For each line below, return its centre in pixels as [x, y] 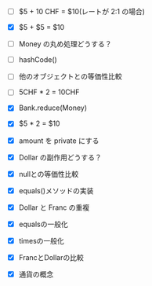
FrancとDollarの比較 [51, 257]
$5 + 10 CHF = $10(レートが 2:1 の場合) [82, 11]
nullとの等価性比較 [49, 174]
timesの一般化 [41, 240]
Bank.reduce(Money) [53, 108]
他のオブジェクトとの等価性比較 [70, 76]
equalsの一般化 [43, 224]
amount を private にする [59, 141]
